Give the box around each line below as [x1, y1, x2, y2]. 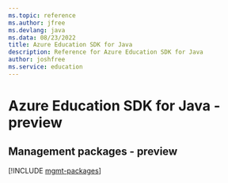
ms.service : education [8, 63, 83, 71]
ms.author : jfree [8, 19, 66, 27]
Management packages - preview [8, 145, 178, 159]
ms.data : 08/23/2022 [8, 33, 77, 42]
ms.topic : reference [8, 11, 77, 20]
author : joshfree [8, 56, 66, 64]
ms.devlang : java [8, 26, 66, 34]
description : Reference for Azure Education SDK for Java [8, 48, 203, 56]
